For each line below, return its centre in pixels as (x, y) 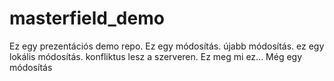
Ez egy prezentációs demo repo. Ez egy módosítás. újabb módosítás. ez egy (167, 46)
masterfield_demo (87, 18)
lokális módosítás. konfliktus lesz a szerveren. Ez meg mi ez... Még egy (156, 56)
